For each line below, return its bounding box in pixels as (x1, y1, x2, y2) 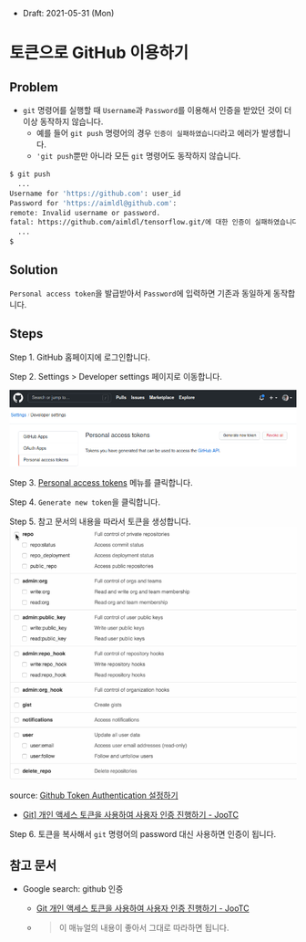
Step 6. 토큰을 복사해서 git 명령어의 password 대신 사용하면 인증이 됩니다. (9, 828, 277, 839)
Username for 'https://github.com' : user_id (9, 189, 181, 198)
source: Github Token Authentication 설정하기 (9, 790, 179, 801)
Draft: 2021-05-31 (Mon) (22, 8, 115, 18)
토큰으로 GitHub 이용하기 (9, 43, 189, 63)
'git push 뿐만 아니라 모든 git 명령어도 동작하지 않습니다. (36, 151, 241, 161)
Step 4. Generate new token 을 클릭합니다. (9, 497, 161, 508)
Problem (9, 79, 59, 95)
